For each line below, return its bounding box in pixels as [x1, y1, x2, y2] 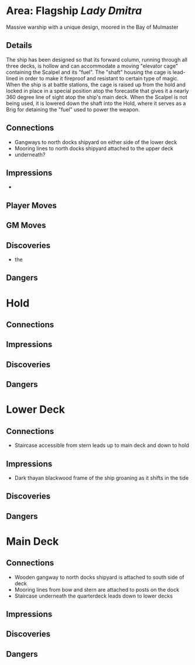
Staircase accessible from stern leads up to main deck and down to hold [14, 442, 189, 449]
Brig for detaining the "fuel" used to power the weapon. [6, 106, 140, 113]
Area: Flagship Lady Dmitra [6, 4, 142, 18]
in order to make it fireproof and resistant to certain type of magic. [19, 74, 179, 82]
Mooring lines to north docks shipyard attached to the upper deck [14, 145, 174, 152]
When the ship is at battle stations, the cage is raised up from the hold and [6, 81, 186, 88]
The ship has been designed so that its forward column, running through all [6, 56, 187, 63]
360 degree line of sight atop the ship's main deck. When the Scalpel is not [6, 93, 187, 100]
